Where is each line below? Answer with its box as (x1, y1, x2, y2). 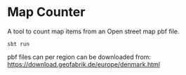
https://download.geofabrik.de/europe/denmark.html (7, 60, 160, 68)
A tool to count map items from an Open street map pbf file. (7, 27, 180, 35)
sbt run (7, 40, 30, 47)
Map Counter (7, 4, 86, 20)
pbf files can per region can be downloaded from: (7, 53, 151, 61)
